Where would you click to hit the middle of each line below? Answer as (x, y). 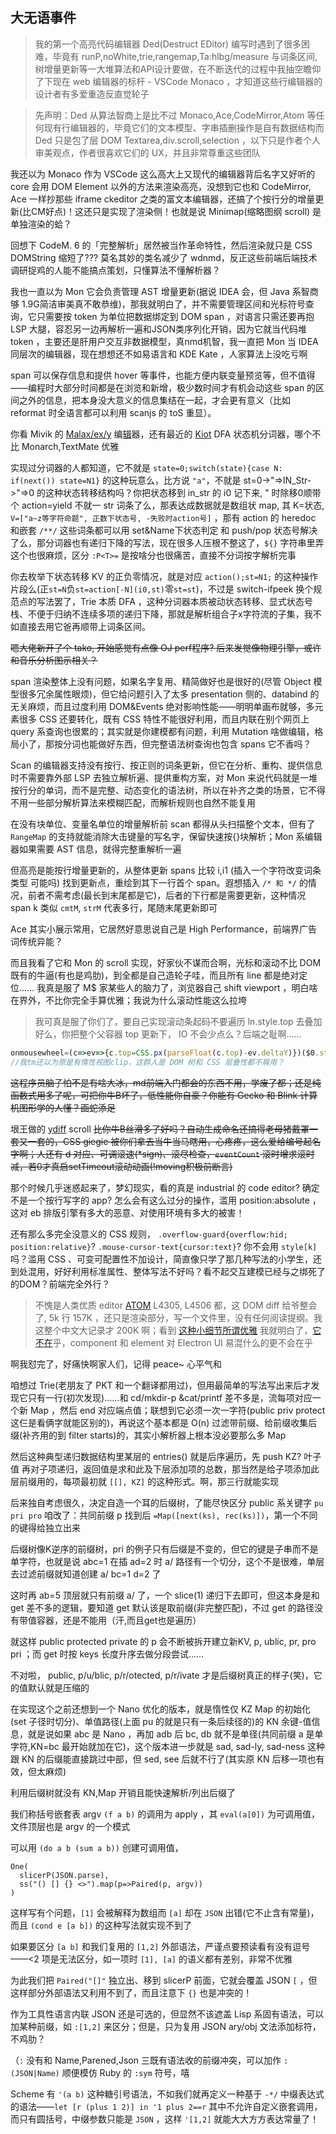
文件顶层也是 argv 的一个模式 (70, 1826)
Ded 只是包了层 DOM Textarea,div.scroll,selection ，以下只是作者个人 (177, 140)
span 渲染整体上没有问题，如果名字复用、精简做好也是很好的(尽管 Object (161, 681)
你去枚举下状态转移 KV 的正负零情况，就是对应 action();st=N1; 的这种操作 (164, 576)
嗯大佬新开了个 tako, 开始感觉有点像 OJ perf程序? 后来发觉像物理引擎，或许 (166, 647)
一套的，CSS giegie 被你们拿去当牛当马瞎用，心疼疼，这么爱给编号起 (170, 1141)
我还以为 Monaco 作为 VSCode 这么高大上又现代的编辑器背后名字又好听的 (163, 174)
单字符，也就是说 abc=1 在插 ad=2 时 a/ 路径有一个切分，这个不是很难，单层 (167, 1561)
